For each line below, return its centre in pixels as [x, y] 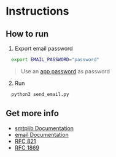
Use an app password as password [65, 71]
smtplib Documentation [44, 128]
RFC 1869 [27, 147]
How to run [27, 34]
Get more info [33, 113]
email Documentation [41, 134]
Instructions [37, 11]
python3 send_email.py [40, 94]
